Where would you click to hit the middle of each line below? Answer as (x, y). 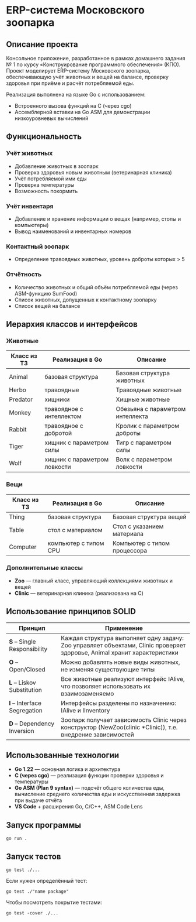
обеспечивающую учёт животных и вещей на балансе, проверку (87, 77)
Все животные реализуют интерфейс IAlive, (123, 678)
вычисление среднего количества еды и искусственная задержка (97, 794)
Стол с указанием (138, 526)
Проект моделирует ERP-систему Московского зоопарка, (78, 71)
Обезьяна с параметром (151, 409)
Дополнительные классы (45, 568)
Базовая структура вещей (150, 517)
